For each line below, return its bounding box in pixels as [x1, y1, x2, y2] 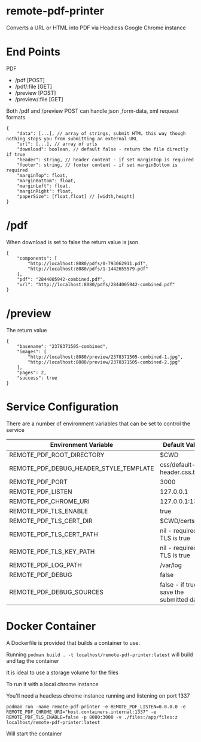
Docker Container [6, 619, 96, 633]
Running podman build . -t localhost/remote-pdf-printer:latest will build [6, 651, 193, 658]
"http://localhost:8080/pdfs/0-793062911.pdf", [28, 260, 148, 266]
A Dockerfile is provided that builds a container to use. [6, 639, 141, 646]
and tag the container [6, 657, 59, 664]
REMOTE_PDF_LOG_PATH [9, 561, 82, 569]
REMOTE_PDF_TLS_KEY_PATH [9, 547, 95, 555]
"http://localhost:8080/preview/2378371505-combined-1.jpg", [28, 354, 184, 360]
